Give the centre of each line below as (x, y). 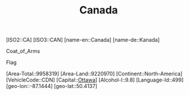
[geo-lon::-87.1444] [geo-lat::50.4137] (52, 86)
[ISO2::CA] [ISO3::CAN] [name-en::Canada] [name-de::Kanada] (83, 40)
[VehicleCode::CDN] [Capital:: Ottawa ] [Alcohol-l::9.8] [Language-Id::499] (95, 80)
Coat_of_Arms (23, 51)
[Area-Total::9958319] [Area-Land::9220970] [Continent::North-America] (95, 74)
